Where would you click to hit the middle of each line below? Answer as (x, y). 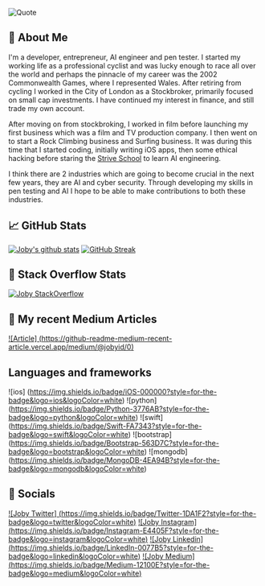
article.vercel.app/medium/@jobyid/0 (70, 347)
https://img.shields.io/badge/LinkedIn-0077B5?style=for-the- (112, 547)
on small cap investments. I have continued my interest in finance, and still (131, 100)
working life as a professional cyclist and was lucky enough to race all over (132, 65)
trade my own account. (47, 108)
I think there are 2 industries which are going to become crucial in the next (131, 174)
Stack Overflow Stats (67, 275)
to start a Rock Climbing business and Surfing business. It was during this (130, 141)
